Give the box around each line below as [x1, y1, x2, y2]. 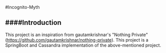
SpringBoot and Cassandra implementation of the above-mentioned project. [5, 42, 161, 48]
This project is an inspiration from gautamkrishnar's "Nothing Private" [5, 32, 148, 38]
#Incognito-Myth [5, 4, 40, 10]
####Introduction [5, 18, 62, 27]
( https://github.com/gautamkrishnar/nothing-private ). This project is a [5, 37, 149, 43]
